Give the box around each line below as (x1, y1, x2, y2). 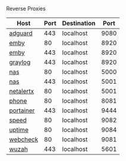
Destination (62, 19, 96, 27)
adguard (9, 29, 33, 37)
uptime (9, 126, 29, 134)
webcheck (9, 135, 39, 143)
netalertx (9, 87, 34, 95)
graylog (9, 58, 31, 66)
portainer (9, 106, 35, 115)
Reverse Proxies (6, 5, 46, 12)
